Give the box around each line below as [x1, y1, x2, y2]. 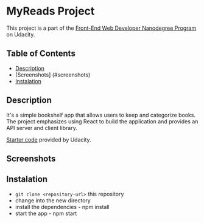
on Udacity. [6, 30, 35, 38]
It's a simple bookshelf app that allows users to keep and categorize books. [6, 111, 196, 118]
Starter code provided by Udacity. [6, 136, 91, 143]
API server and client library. [6, 124, 77, 131]
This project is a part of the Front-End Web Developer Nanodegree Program [6, 24, 197, 32]
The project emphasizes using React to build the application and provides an [6, 117, 199, 125]
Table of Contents [6, 49, 76, 59]
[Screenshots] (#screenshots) [15, 71, 91, 78]
